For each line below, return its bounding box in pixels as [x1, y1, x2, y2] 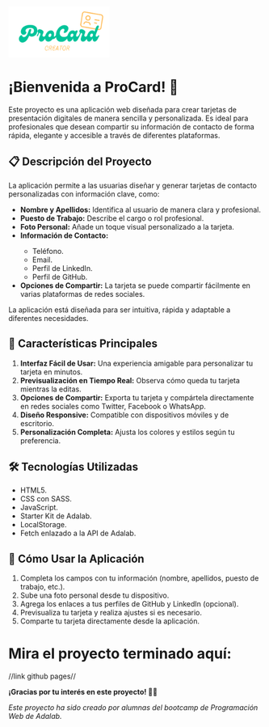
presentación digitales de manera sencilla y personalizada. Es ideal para [8, 113, 249, 123]
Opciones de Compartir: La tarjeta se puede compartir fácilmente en [19, 281, 250, 290]
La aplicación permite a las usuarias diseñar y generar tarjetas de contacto [8, 180, 257, 190]
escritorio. [19, 418, 55, 428]
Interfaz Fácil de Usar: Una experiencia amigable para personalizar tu [19, 358, 253, 368]
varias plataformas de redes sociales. [19, 289, 145, 298]
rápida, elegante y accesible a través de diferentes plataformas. [8, 130, 221, 140]
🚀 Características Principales [8, 337, 158, 351]
